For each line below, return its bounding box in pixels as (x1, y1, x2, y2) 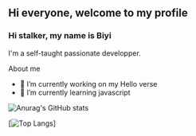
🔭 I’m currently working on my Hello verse (19, 79, 158, 88)
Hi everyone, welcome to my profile (8, 6, 189, 20)
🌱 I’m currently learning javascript (19, 87, 131, 97)
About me (8, 64, 41, 73)
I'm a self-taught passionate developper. (8, 48, 141, 58)
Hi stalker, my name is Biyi (8, 30, 112, 41)
